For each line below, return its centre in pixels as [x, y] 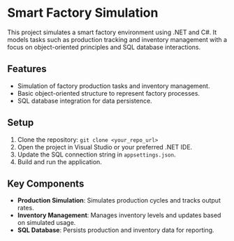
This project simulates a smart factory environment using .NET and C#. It [112, 32]
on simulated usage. [46, 223]
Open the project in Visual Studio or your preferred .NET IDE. [105, 147]
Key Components [46, 183]
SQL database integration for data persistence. [85, 101]
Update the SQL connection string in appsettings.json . [96, 154]
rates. [25, 208]
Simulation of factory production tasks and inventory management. [114, 86]
